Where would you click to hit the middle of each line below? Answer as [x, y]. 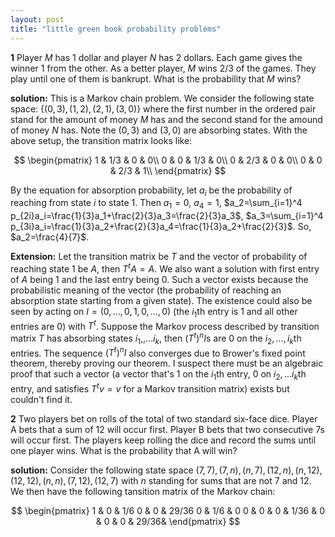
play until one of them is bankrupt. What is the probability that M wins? [156, 78]
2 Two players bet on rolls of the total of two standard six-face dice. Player [164, 418]
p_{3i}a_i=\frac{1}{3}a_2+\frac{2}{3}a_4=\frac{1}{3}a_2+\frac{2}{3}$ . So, [161, 227]
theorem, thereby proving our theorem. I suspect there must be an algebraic [167, 363]
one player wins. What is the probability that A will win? [124, 450]
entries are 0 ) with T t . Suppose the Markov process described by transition [165, 325]
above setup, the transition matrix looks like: [101, 140]
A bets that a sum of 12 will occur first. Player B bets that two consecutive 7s [167, 429]
